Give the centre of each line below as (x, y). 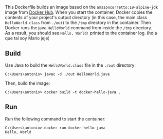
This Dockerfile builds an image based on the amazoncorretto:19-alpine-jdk (81, 7)
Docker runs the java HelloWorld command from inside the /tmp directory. (79, 28)
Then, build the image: (27, 83)
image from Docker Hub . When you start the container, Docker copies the (79, 12)
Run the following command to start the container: (55, 119)
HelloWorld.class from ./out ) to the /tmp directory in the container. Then (78, 22)
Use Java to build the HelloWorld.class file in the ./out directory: (71, 65)
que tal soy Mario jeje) (27, 38)
